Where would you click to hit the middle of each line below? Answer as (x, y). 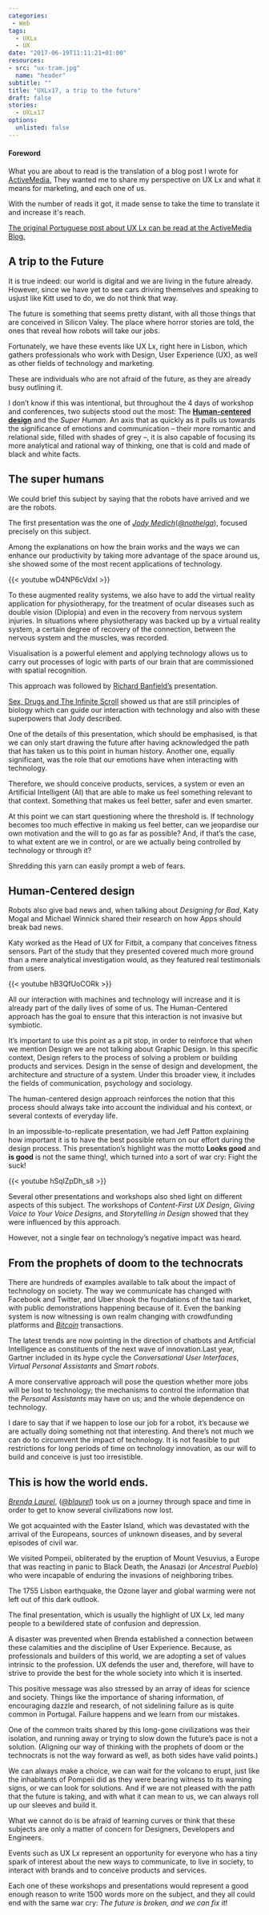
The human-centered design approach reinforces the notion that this (122, 1099)
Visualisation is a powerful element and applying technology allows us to (128, 653)
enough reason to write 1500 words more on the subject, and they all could (132, 1894)
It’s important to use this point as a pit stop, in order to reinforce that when (130, 1041)
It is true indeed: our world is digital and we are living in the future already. (131, 281)
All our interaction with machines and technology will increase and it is (124, 999)
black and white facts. (45, 453)
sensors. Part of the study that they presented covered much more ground (131, 951)
